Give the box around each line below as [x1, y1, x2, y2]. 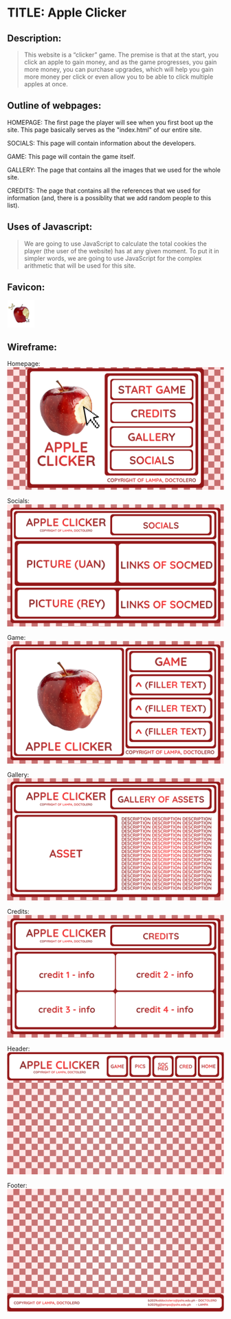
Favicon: [7, 282, 45, 293]
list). [7, 201, 19, 209]
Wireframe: [7, 341, 57, 353]
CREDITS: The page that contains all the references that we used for [7, 186, 201, 195]
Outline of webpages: [7, 100, 102, 112]
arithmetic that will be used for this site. [23, 261, 136, 270]
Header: [7, 1044, 30, 1053]
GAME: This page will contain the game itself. [7, 152, 135, 160]
